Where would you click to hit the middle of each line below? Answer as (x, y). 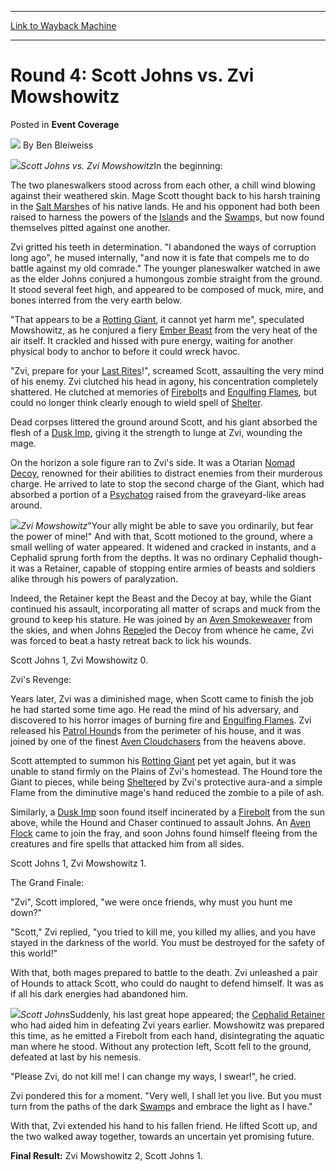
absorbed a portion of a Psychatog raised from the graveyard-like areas (158, 494)
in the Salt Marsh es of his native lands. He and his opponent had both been (165, 206)
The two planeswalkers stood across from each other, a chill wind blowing (163, 185)
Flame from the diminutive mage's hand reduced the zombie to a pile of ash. (167, 792)
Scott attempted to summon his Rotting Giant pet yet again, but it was (153, 760)
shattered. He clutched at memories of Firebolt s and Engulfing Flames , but (164, 392)
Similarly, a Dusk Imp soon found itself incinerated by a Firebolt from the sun (167, 812)
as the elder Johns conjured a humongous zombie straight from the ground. (166, 278)
